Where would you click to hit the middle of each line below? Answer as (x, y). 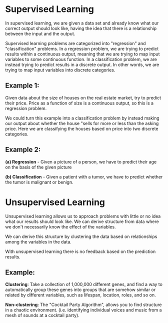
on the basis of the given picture (38, 167)
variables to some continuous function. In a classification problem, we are (81, 59)
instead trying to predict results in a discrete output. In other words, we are (82, 64)
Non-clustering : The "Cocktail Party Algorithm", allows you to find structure (83, 305)
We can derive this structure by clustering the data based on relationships (81, 236)
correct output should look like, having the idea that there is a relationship (81, 28)
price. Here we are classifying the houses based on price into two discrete (82, 128)
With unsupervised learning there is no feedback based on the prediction (80, 251)
